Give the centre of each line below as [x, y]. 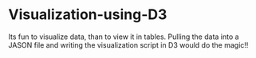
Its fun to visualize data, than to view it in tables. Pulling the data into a [124, 37]
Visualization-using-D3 [88, 15]
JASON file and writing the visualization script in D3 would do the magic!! [128, 44]
